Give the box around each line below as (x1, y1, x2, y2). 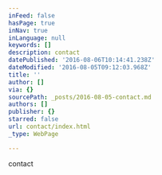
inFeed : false (8, 11, 56, 20)
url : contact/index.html (8, 122, 91, 130)
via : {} (8, 85, 34, 94)
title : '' (8, 71, 41, 79)
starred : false (8, 115, 59, 123)
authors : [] (8, 100, 48, 108)
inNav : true (8, 26, 48, 34)
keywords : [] (8, 41, 52, 49)
